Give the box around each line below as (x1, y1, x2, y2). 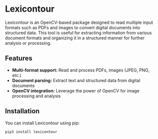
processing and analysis (12, 93, 61, 99)
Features (5, 54, 32, 63)
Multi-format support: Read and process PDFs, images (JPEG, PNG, (12, 67, 150, 73)
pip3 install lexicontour (5, 129, 57, 134)
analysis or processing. (5, 40, 52, 46)
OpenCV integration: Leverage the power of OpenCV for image (12, 87, 140, 93)
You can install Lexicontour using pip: (5, 120, 80, 126)
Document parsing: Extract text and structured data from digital (12, 77, 141, 83)
